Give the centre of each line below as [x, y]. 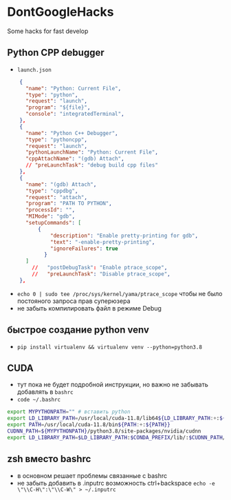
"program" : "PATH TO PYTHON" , [68, 204]
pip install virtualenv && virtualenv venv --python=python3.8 [110, 347]
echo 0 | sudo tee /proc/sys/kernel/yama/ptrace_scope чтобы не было [120, 293]
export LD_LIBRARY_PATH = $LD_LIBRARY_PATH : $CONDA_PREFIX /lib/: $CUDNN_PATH [115, 437]
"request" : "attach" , [56, 197]
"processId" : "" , [50, 210]
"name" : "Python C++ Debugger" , [71, 133]
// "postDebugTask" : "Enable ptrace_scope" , [100, 268]
